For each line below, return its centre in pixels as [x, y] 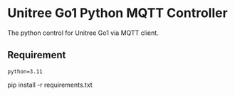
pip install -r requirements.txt [50, 85]
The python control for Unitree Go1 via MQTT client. [83, 33]
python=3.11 [25, 71]
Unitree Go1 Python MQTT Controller [117, 13]
